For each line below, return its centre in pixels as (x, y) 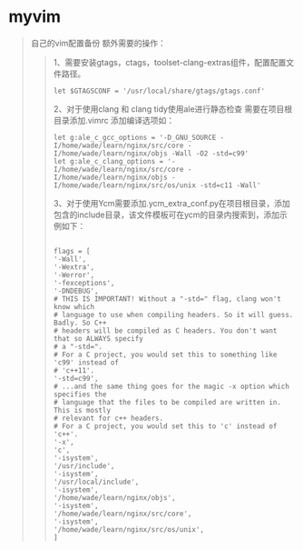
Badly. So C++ (80, 323)
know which (74, 306)
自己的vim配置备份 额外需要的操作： (98, 43)
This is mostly (82, 410)
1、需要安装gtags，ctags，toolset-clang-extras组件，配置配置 (170, 62)
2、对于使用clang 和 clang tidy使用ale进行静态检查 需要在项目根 (172, 109)
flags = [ (72, 251)
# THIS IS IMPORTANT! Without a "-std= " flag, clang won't (167, 299)
